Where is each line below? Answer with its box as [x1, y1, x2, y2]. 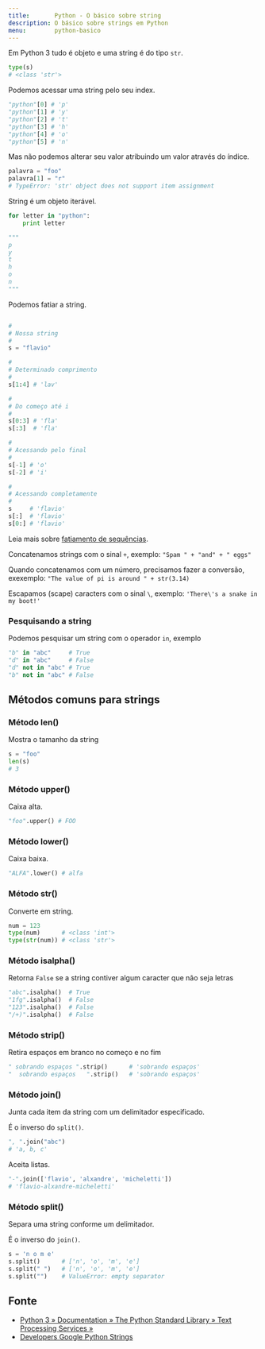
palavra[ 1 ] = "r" [8, 175, 66, 183]
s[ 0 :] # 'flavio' [8, 520, 66, 528]
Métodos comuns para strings [8, 693, 160, 706]
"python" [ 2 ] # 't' [8, 115, 69, 123]
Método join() [8, 1089, 62, 1100]
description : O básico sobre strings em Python [8, 19, 169, 27]
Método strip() [8, 1030, 66, 1041]
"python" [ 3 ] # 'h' [8, 122, 69, 131]
